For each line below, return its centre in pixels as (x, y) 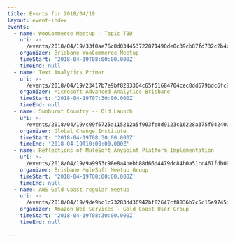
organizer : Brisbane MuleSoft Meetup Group (84, 170)
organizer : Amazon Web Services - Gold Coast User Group (105, 209)
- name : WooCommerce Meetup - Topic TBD (73, 33)
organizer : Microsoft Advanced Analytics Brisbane (95, 92)
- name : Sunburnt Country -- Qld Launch (73, 111)
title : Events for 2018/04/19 (51, 14)
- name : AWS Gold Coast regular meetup (72, 190)
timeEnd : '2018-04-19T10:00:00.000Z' (75, 144)
